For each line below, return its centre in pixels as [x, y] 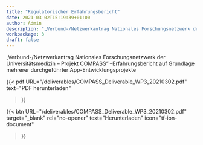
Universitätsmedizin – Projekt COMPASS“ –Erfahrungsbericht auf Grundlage [101, 63]
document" [20, 124]
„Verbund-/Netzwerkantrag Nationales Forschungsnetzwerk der [86, 57]
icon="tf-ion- [161, 118]
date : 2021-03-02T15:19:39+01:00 [48, 18]
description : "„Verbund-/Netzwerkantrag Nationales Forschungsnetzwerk [98, 29]
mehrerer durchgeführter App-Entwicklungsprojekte [71, 70]
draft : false [23, 40]
